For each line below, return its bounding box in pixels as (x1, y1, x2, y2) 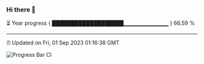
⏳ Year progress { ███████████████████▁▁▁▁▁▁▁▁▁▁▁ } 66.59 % (6, 19, 195, 27)
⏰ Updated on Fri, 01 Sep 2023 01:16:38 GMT (6, 39, 120, 46)
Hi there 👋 (6, 5, 36, 14)
